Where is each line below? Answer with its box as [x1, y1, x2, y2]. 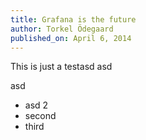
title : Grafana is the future [10, 14, 137, 25]
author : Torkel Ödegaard [10, 24, 114, 34]
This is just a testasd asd [10, 61, 113, 73]
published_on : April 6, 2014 [10, 33, 132, 43]
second [24, 110, 57, 122]
